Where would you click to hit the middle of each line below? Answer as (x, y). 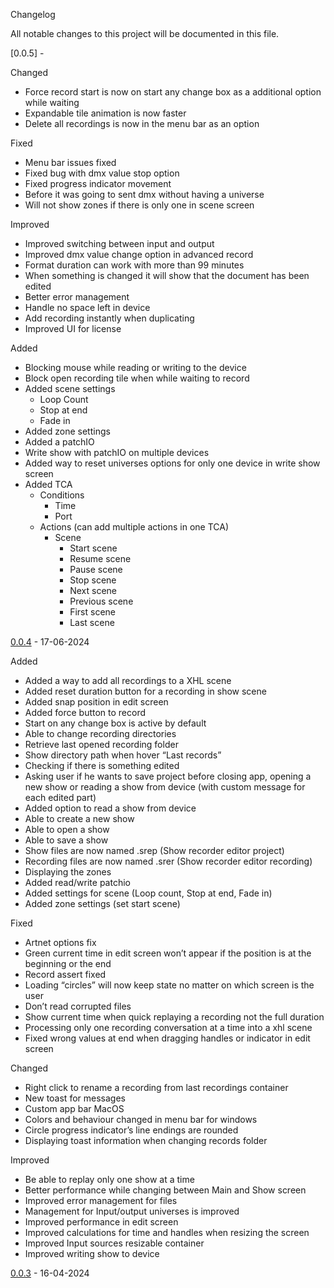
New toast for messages (75, 1098)
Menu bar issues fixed (70, 162)
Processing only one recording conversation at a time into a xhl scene (168, 1027)
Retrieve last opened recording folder (101, 744)
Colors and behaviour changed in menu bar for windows (141, 1119)
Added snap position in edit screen (96, 702)
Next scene (93, 590)
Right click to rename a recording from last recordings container (156, 1087)
